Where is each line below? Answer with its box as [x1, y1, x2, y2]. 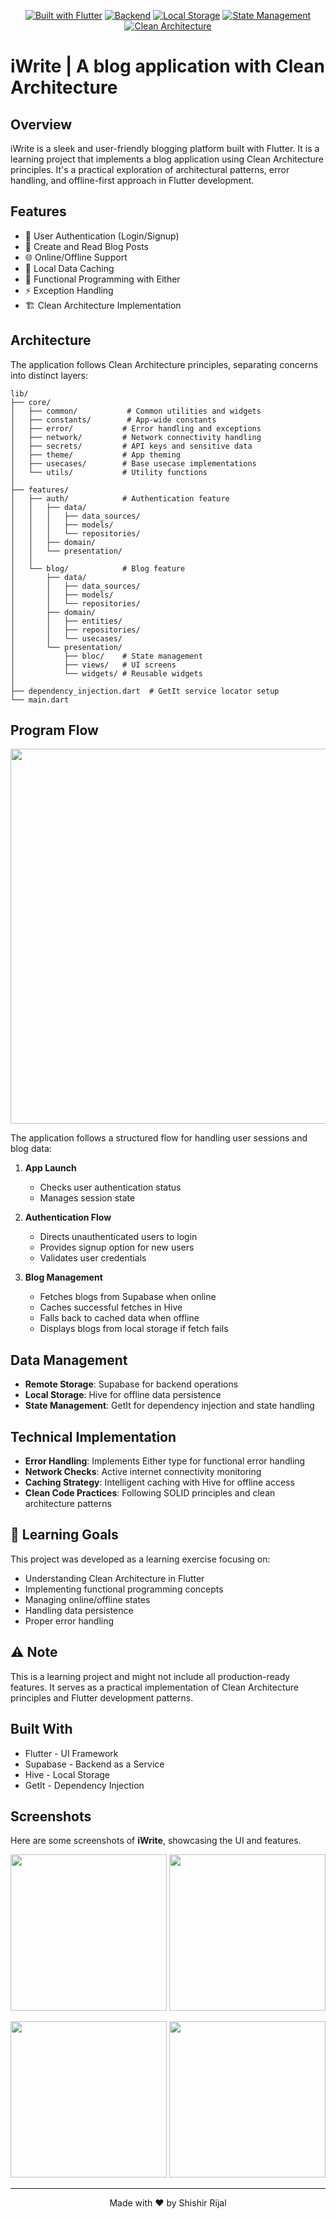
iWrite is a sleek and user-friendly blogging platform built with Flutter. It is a [10, 143, 320, 154]
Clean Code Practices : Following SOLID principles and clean [24, 1487, 276, 1499]
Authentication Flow [24, 1211, 112, 1224]
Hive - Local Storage [24, 1768, 110, 1780]
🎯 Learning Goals [10, 1526, 119, 1544]
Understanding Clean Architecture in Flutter [24, 1572, 205, 1584]
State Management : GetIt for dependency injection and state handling [24, 1400, 315, 1412]
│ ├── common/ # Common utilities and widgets [10, 406, 262, 416]
